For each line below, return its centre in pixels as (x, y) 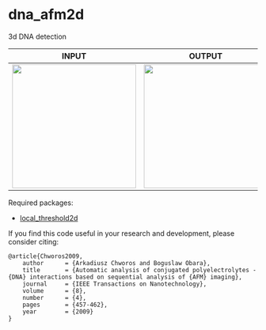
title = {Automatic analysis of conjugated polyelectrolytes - (140, 270)
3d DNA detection (38, 36)
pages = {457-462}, (65, 305)
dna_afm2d (46, 15)
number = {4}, (55, 298)
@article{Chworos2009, (46, 256)
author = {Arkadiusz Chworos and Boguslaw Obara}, (117, 263)
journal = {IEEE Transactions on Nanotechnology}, (115, 284)
